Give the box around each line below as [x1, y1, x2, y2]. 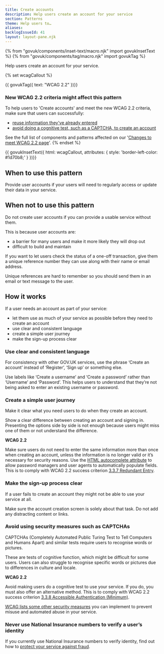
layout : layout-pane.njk [5, 35, 56, 40]
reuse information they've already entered [12, 120, 97, 126]
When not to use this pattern [5, 201, 94, 209]
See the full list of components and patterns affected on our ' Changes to [5, 134, 152, 140]
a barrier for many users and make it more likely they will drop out [12, 238, 146, 244]
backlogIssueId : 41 [5, 30, 45, 35]
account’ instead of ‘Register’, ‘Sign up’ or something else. [5, 364, 123, 370]
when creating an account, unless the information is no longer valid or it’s [5, 452, 154, 458]
